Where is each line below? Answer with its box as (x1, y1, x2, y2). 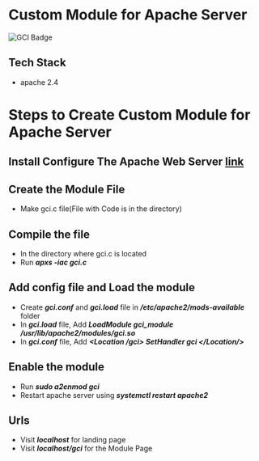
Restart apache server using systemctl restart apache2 (19, 390, 209, 400)
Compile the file (8, 227, 91, 241)
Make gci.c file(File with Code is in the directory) (19, 204, 182, 214)
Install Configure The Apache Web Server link (8, 155, 244, 169)
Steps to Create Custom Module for (8, 105, 251, 124)
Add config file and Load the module (8, 281, 196, 294)
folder (19, 311, 40, 320)
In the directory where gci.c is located (19, 248, 147, 258)
